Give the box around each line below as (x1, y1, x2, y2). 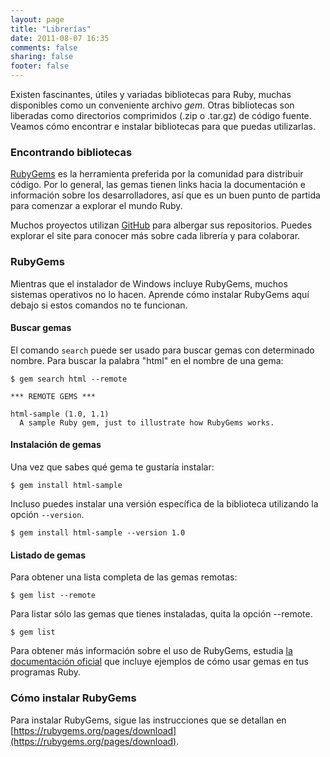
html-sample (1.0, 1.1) (10, 409, 110, 419)
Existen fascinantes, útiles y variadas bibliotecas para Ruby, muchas (10, 89, 292, 100)
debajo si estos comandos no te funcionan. (10, 299, 188, 311)
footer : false (10, 61, 70, 71)
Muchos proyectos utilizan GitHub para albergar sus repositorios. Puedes (10, 219, 313, 231)
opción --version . (10, 509, 85, 520)
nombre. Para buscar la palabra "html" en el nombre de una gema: (10, 354, 284, 366)
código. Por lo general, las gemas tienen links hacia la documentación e (10, 179, 306, 191)
